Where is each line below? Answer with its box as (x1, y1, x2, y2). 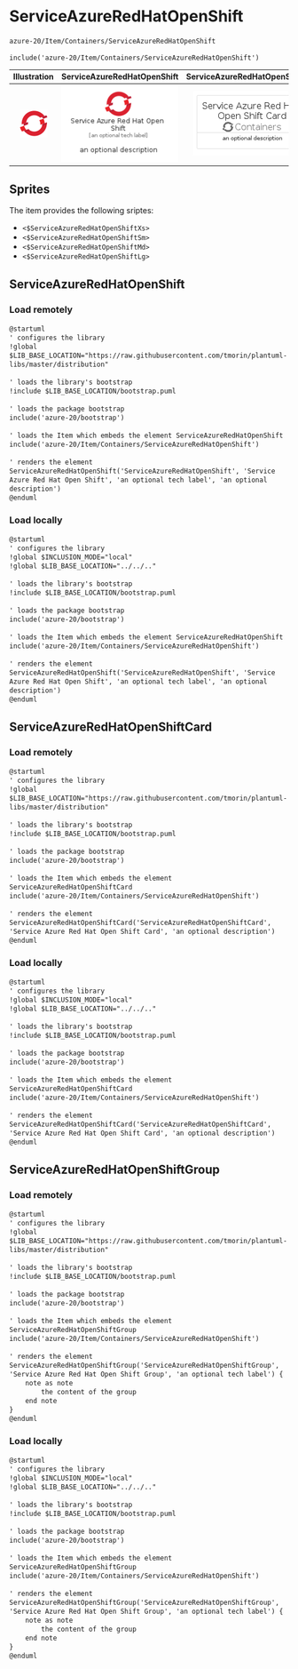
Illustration (12, 71, 55, 82)
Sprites (9, 181, 51, 196)
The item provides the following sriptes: (9, 205, 154, 216)
